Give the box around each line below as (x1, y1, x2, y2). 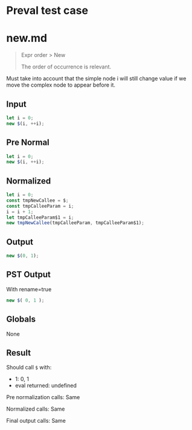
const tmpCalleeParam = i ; (6, 203, 74, 209)
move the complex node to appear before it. (6, 81, 116, 88)
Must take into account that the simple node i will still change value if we (6, 75, 187, 82)
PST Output (6, 270, 51, 280)
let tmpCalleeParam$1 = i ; (6, 214, 74, 220)
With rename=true (6, 285, 52, 293)
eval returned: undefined (14, 382, 77, 389)
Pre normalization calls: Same (6, 394, 80, 401)
